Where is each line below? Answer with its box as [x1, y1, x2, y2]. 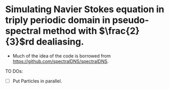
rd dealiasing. [25, 36, 84, 48]
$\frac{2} [98, 25, 140, 37]
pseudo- [112, 14, 149, 26]
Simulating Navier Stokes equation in [5, 4, 164, 15]
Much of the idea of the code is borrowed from [12, 52, 111, 59]
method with [43, 25, 97, 37]
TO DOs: [5, 68, 23, 74]
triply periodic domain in [5, 14, 111, 26]
